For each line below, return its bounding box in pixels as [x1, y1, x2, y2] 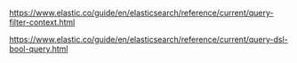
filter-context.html [9, 17, 76, 28]
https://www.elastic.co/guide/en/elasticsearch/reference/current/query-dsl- [9, 35, 289, 44]
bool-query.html [9, 43, 68, 54]
